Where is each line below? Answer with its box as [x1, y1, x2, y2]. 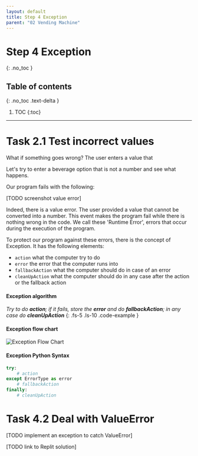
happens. [6, 172, 29, 179]
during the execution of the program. [6, 225, 96, 232]
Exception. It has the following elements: [6, 243, 104, 250]
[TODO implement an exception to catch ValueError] [6, 431, 133, 439]
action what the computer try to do [14, 254, 100, 261]
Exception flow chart [6, 325, 58, 332]
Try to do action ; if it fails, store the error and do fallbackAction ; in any [6, 306, 181, 313]
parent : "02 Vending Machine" [6, 19, 81, 25]
